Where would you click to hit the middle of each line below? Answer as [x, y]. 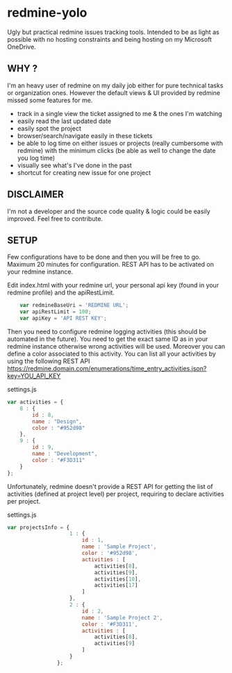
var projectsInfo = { [39, 527]
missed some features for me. [50, 100]
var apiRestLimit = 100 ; [56, 312]
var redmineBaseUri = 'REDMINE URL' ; [74, 306]
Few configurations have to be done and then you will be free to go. [104, 257]
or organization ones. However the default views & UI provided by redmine [114, 92]
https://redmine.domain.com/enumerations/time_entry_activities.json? [107, 368]
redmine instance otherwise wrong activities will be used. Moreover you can [116, 346]
